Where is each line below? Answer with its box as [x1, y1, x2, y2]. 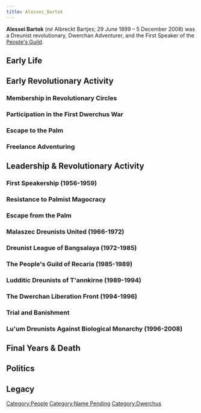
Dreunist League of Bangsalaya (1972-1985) [6, 244, 137, 252]
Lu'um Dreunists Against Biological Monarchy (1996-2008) [6, 324, 183, 333]
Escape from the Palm [6, 211, 72, 220]
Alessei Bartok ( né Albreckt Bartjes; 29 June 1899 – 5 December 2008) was [6, 25, 196, 33]
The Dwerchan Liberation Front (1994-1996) [6, 292, 137, 300]
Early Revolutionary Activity [6, 76, 114, 86]
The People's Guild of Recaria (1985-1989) [6, 260, 133, 269]
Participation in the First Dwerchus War [6, 110, 123, 119]
